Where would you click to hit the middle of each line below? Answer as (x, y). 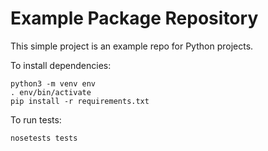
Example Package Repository (134, 18)
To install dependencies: (61, 65)
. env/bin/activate (51, 92)
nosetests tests (44, 138)
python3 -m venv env (53, 83)
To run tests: (36, 119)
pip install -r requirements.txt (80, 101)
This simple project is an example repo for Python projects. (132, 46)
